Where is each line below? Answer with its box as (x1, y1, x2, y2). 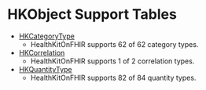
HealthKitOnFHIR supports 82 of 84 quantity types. (30, 73, 197, 82)
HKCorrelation (18, 48, 65, 57)
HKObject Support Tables (7, 5, 178, 23)
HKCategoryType (18, 31, 75, 41)
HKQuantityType (18, 64, 72, 74)
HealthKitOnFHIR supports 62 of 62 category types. (30, 39, 199, 49)
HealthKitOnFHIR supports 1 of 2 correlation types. (30, 56, 195, 66)
